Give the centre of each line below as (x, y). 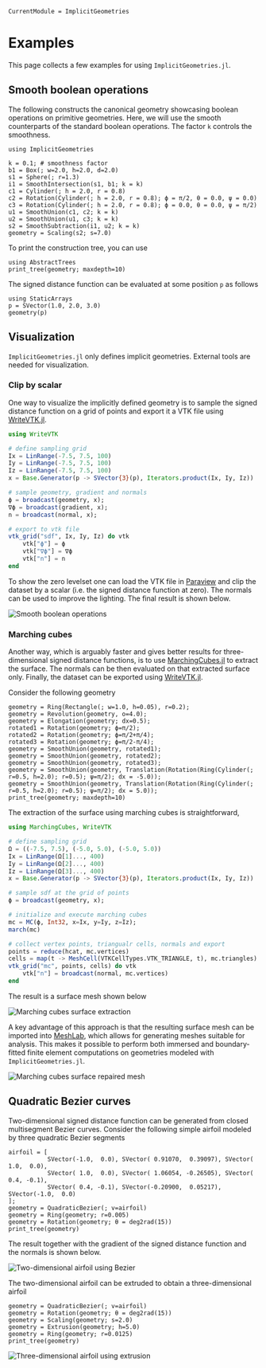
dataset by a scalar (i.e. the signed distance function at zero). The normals (130, 590)
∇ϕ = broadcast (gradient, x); (58, 507)
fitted (17, 1052)
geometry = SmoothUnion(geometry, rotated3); (85, 763)
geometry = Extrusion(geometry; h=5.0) (74, 1327)
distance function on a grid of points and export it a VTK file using (116, 411)
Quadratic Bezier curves (69, 1101)
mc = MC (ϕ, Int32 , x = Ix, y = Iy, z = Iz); (72, 922)
